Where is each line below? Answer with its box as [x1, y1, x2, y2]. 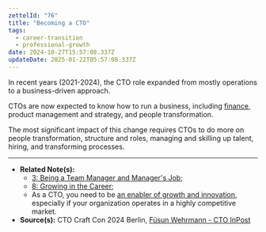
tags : [8, 26, 26, 34]
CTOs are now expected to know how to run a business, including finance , [8, 101, 251, 111]
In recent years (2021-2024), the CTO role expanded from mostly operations [8, 77, 257, 87]
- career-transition [15, 33, 83, 42]
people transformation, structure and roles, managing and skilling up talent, [8, 133, 254, 143]
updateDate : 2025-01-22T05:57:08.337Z [8, 56, 136, 64]
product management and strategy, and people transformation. [8, 109, 214, 119]
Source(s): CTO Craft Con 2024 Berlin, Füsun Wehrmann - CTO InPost [19, 215, 251, 224]
